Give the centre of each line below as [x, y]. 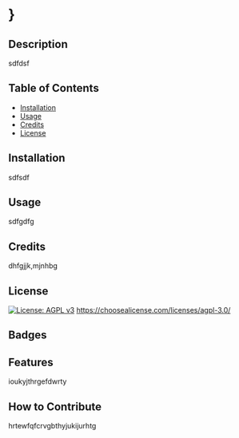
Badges [28, 335]
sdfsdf [19, 177]
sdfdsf [19, 63]
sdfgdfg [21, 222]
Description [38, 44]
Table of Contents [54, 88]
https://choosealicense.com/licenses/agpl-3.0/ [153, 310]
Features [31, 362]
